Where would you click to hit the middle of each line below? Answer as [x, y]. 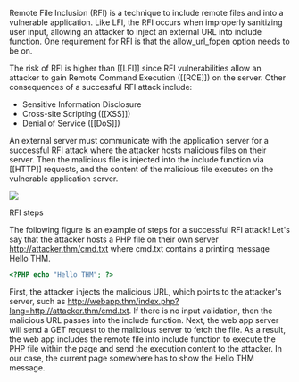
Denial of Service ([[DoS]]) [71, 123]
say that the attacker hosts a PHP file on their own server [114, 239]
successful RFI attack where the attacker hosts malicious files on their [138, 150]
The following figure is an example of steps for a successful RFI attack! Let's [149, 230]
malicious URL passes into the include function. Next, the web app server [144, 320]
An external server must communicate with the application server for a [139, 141]
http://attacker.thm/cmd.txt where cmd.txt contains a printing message [140, 249]
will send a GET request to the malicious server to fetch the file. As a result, [147, 329]
